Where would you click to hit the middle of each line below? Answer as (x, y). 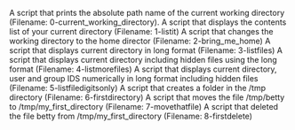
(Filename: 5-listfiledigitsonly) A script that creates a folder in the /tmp (138, 88)
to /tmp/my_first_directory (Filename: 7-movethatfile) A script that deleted (144, 107)
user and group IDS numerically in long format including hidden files (134, 78)
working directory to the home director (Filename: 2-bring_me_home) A (140, 41)
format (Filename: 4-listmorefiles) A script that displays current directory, (143, 69)
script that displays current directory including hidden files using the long (143, 60)
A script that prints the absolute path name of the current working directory (147, 13)
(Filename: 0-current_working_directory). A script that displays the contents (148, 22)
